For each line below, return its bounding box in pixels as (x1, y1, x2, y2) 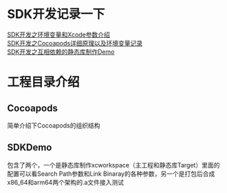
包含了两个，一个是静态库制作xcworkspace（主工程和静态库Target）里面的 (7, 161, 220, 169)
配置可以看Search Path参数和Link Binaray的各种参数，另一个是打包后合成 (7, 170, 215, 178)
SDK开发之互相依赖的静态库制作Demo (7, 48, 115, 56)
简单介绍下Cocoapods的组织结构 (7, 121, 100, 130)
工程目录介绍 (7, 74, 80, 90)
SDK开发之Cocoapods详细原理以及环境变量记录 (7, 39, 143, 47)
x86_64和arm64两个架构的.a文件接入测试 (7, 178, 125, 186)
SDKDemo (7, 142, 52, 154)
